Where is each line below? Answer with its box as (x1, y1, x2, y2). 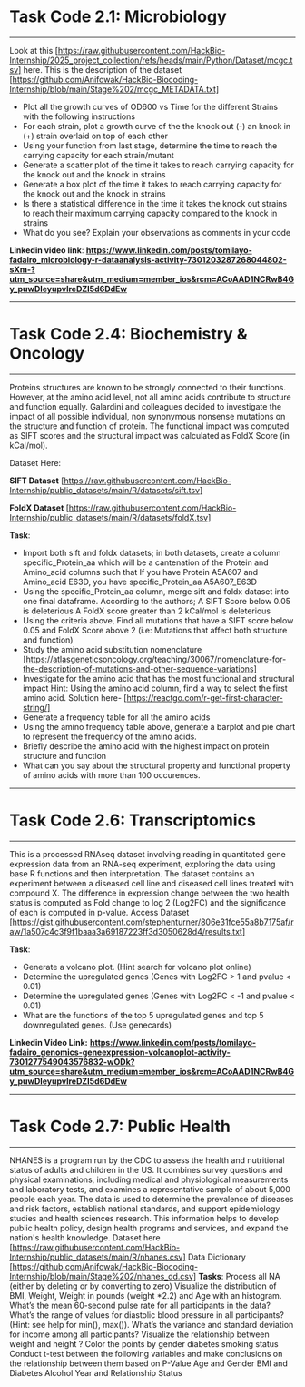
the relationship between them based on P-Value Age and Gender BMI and (9, 1358, 288, 1369)
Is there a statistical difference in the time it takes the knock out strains (22, 197, 288, 208)
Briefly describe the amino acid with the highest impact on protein (22, 740, 270, 752)
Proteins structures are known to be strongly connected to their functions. (9, 381, 286, 392)
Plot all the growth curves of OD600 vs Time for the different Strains (22, 101, 279, 112)
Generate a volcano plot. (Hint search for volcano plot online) (22, 961, 251, 972)
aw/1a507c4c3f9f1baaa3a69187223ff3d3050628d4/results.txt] (9, 926, 246, 936)
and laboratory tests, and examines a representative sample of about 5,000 (9, 1183, 290, 1194)
